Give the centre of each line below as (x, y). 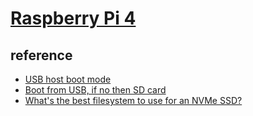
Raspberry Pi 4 (73, 18)
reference (41, 55)
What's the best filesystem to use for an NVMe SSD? (133, 100)
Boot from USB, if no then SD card (95, 90)
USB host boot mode (68, 79)
